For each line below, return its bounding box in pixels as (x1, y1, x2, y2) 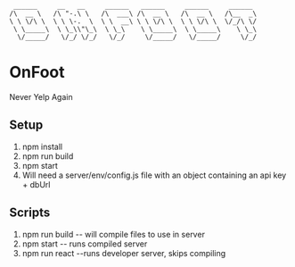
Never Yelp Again (9, 91, 73, 102)
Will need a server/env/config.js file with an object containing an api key (21, 170, 287, 180)
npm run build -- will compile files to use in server (21, 229, 205, 239)
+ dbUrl (21, 179, 51, 189)
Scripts (9, 205, 51, 221)
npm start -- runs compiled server (21, 238, 148, 249)
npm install (21, 141, 63, 152)
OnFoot (9, 63, 65, 82)
